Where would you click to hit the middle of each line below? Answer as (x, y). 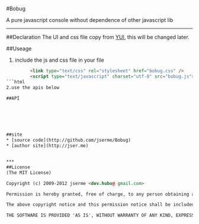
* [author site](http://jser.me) (47, 146)
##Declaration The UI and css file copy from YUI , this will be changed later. (98, 37)
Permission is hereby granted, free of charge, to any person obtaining (98, 194)
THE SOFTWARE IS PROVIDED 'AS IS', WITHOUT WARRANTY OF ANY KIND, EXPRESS (100, 216)
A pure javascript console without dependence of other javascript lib (90, 20)
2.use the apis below (33, 87)
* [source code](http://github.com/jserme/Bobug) (69, 140)
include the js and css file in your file (60, 60)
